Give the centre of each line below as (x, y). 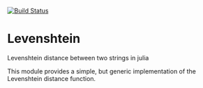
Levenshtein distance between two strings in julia (78, 58)
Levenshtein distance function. (52, 78)
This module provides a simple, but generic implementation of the (102, 71)
